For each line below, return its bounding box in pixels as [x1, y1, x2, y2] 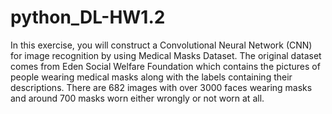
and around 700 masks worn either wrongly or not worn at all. [10, 92, 265, 104]
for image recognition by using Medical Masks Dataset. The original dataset [10, 49, 322, 61]
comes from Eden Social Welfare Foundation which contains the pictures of [10, 60, 321, 72]
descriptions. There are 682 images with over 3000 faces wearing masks [10, 81, 313, 93]
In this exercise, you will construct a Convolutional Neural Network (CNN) [10, 39, 313, 51]
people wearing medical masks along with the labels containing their [10, 71, 293, 83]
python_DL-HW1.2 [10, 6, 166, 29]
